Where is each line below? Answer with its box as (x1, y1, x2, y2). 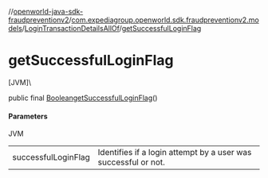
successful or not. (97, 157, 166, 168)
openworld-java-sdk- (13, 7, 84, 16)
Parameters (8, 111, 48, 121)
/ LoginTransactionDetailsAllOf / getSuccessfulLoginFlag (22, 24, 202, 33)
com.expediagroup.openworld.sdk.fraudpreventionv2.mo (71, 15, 259, 25)
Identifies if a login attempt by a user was (97, 147, 252, 158)
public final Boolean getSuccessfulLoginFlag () (8, 93, 158, 103)
